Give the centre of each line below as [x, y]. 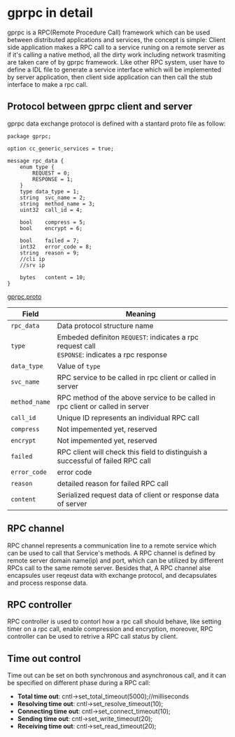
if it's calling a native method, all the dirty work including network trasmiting [116, 55]
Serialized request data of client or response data [138, 494]
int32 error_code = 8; [56, 247]
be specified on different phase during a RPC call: [79, 683]
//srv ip [33, 265]
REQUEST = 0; [51, 173]
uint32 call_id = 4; [51, 210]
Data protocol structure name [105, 325]
